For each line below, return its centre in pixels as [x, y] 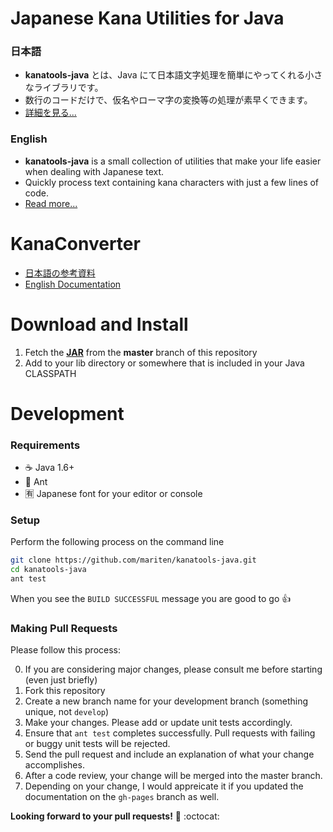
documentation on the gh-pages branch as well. [122, 797]
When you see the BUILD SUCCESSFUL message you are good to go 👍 [151, 599]
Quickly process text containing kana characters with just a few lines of [172, 182]
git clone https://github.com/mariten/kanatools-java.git [133, 560]
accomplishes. [54, 765]
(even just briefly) [61, 680]
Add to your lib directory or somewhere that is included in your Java [164, 363]
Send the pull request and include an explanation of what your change [169, 754]
